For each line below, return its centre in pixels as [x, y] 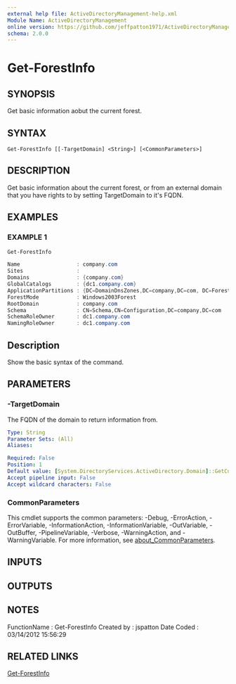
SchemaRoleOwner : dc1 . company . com [69, 317]
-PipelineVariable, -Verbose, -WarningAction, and [110, 532]
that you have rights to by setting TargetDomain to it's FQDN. [96, 195]
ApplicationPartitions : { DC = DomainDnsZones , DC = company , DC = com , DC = [110, 290]
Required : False [31, 458]
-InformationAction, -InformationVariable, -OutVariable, [129, 525]
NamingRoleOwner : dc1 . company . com [69, 323]
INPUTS [25, 562]
